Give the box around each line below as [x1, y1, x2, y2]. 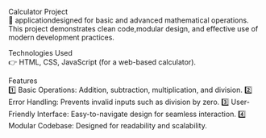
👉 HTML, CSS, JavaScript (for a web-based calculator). [8, 57, 196, 67]
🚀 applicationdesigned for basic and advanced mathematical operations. [8, 15, 249, 25]
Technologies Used [8, 48, 73, 57]
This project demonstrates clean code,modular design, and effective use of [8, 24, 259, 33]
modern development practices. [8, 32, 115, 42]
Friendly [8, 109, 35, 119]
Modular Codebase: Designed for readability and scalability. [8, 121, 207, 130]
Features [8, 76, 38, 86]
